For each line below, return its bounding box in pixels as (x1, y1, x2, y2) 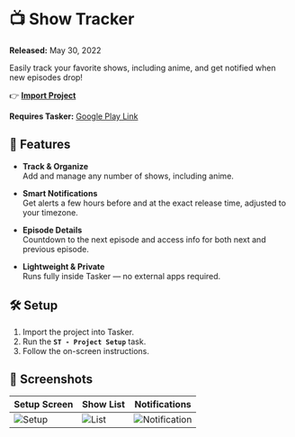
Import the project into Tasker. (22, 326, 135, 337)
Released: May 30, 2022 (9, 44, 102, 56)
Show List (82, 398, 126, 411)
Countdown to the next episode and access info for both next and (22, 233, 267, 245)
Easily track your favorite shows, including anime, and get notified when (9, 62, 276, 73)
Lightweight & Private (22, 260, 105, 272)
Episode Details (22, 224, 83, 235)
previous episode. (22, 243, 90, 254)
